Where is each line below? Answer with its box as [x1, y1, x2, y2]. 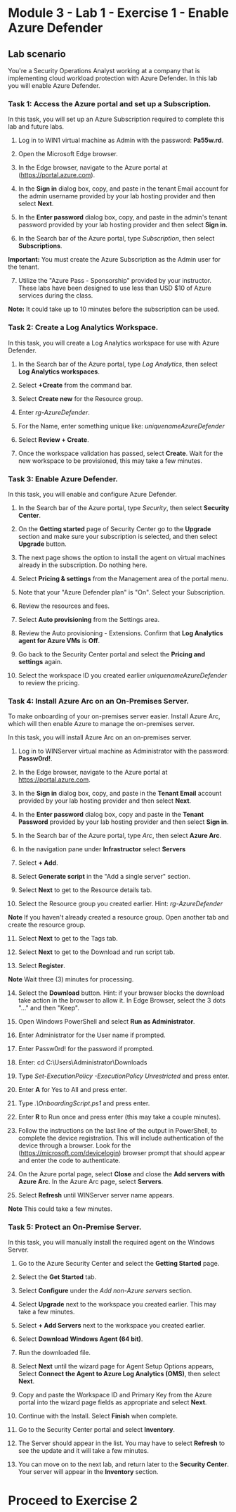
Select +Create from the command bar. [18, 381, 133, 389]
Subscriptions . [18, 241, 63, 250]
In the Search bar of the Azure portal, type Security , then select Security [18, 503, 230, 512]
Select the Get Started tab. [18, 1273, 97, 1281]
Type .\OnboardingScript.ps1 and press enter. [18, 1099, 150, 1107]
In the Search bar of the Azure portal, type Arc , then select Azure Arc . [18, 832, 222, 840]
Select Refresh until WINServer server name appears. [18, 1191, 175, 1200]
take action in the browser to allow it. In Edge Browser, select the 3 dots [18, 996, 225, 1005]
